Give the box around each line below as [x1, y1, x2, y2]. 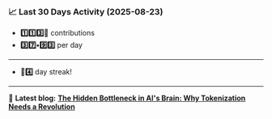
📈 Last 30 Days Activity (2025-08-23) [8, 6, 164, 17]
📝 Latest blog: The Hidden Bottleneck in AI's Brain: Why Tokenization [8, 93, 246, 103]
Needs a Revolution [8, 102, 75, 112]
